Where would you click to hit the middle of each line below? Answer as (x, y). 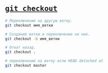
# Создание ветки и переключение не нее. (48, 34)
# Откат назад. (20, 48)
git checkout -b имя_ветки (32, 39)
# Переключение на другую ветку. (39, 21)
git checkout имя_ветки (29, 25)
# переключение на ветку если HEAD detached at (54, 61)
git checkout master (26, 66)
